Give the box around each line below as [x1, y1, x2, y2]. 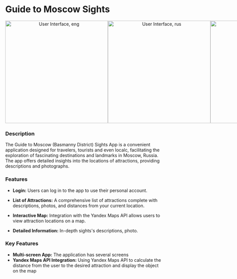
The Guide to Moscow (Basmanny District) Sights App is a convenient [5, 142, 150, 148]
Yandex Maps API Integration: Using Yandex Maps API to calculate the [12, 257, 161, 263]
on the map [12, 267, 37, 274]
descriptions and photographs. [5, 163, 70, 169]
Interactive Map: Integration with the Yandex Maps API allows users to [12, 212, 161, 218]
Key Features [5, 240, 39, 247]
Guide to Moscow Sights [5, 4, 110, 15]
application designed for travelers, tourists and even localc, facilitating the [5, 147, 160, 153]
